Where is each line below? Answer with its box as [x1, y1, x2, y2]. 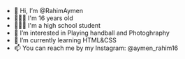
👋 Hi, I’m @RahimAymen [13, 7, 84, 15]
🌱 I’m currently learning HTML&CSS [13, 36, 117, 44]
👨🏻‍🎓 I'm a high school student [13, 22, 101, 29]
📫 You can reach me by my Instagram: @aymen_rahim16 [13, 44, 179, 52]
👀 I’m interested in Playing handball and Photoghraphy [13, 28, 170, 37]
